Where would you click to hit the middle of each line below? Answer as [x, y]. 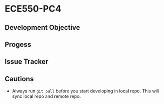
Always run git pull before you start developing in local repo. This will [86, 91]
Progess [18, 44]
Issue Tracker [27, 62]
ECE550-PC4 [33, 9]
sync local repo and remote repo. [46, 96]
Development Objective [43, 28]
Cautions [19, 79]
